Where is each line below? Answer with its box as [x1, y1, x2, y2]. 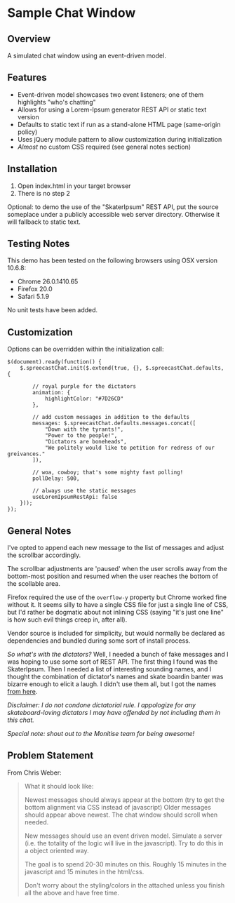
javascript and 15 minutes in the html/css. [24, 867, 145, 876]
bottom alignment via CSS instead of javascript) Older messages [24, 803, 212, 811]
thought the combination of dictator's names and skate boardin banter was [7, 672, 224, 681]
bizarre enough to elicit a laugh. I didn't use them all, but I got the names [7, 680, 217, 688]
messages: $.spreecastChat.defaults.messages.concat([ [32, 420, 196, 427]
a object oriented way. [24, 846, 89, 855]
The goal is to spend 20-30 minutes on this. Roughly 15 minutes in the [24, 859, 227, 868]
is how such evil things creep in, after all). [7, 615, 128, 624]
